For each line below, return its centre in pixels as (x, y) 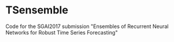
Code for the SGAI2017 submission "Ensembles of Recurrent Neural (87, 26)
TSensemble (37, 10)
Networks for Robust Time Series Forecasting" (62, 32)
